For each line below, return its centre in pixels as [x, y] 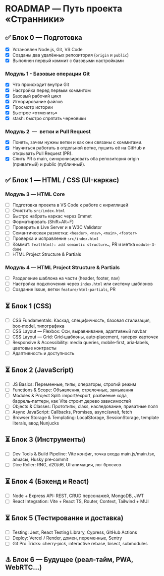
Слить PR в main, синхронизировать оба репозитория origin [76, 159]
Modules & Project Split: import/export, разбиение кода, [70, 396]
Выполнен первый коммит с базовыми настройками [68, 61]
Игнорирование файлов [37, 101]
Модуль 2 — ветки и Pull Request [48, 131]
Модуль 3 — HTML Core [35, 194]
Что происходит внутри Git [41, 84]
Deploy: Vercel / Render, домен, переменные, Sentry [67, 538]
